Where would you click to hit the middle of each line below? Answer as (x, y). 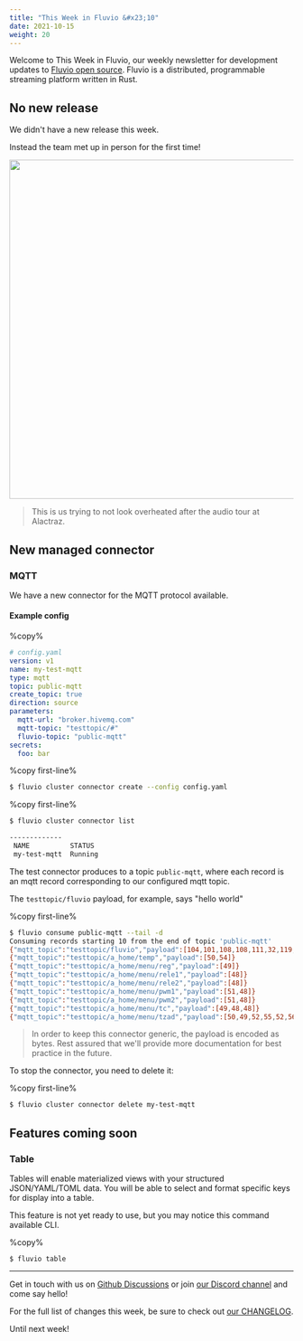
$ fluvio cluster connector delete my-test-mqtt (102, 1105)
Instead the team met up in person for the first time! (105, 147)
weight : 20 (30, 34)
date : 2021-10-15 (42, 26)
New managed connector (82, 549)
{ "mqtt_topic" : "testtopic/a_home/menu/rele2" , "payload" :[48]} (129, 983)
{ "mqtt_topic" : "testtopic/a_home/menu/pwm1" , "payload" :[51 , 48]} (133, 991)
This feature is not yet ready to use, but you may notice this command (139, 1215)
